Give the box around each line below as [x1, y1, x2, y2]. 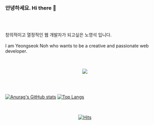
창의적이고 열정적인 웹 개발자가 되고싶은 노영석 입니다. [5, 32, 112, 38]
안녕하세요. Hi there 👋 [5, 4, 57, 11]
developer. [5, 48, 28, 54]
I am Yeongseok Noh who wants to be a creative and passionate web [5, 43, 149, 49]
